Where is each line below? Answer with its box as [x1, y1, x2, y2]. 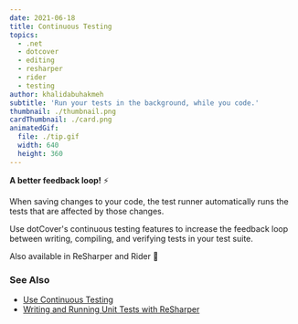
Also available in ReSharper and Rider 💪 [9, 250, 159, 261]
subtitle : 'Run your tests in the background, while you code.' [9, 98, 260, 108]
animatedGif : [9, 124, 59, 133]
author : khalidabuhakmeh [9, 89, 104, 99]
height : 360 [17, 149, 64, 158]
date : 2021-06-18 [9, 13, 76, 23]
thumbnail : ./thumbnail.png [9, 107, 117, 116]
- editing [17, 56, 55, 65]
